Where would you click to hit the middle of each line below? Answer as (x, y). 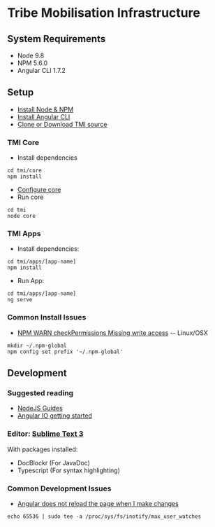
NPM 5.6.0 (32, 63)
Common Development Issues (59, 488)
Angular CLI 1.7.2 (42, 70)
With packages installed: (43, 449)
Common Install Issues (47, 317)
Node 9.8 (31, 55)
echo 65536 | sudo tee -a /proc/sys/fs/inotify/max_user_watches (104, 516)
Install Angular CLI (44, 116)
